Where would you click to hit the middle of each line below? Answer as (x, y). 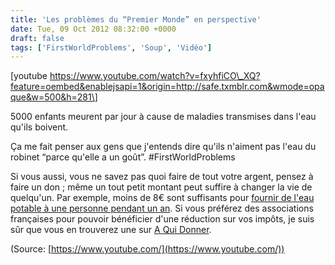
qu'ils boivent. (39, 127)
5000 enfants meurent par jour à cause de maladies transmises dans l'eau (163, 117)
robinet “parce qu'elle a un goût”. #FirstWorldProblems (123, 157)
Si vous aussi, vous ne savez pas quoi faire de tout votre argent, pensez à (162, 177)
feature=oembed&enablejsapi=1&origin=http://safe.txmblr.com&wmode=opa (167, 87)
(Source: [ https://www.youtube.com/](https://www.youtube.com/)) (147, 249)
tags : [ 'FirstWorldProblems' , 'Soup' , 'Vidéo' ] (111, 47)
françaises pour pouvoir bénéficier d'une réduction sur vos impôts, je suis (162, 219)
